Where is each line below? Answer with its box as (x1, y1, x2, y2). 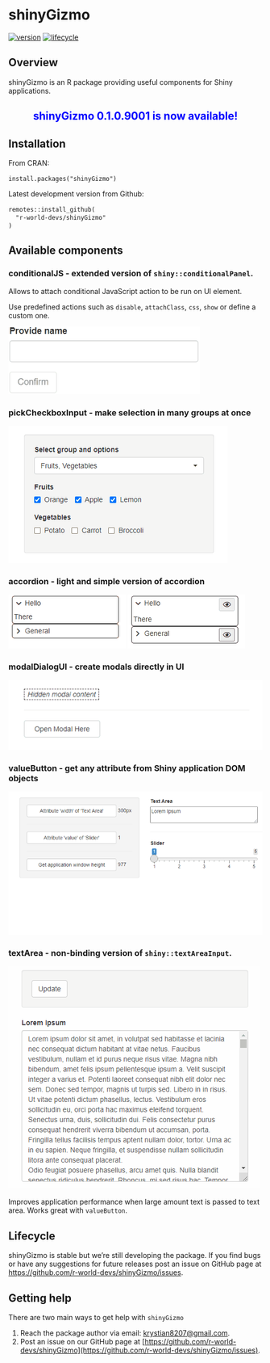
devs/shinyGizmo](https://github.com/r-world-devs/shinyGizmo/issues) (19, 1345, 259, 1355)
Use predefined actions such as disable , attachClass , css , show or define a (8, 301, 256, 312)
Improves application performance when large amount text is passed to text (8, 1197, 260, 1207)
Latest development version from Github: (8, 188, 144, 199)
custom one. (8, 310, 50, 320)
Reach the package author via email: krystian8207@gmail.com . (19, 1327, 231, 1338)
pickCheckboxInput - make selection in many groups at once (8, 406, 251, 418)
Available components (8, 244, 123, 258)
